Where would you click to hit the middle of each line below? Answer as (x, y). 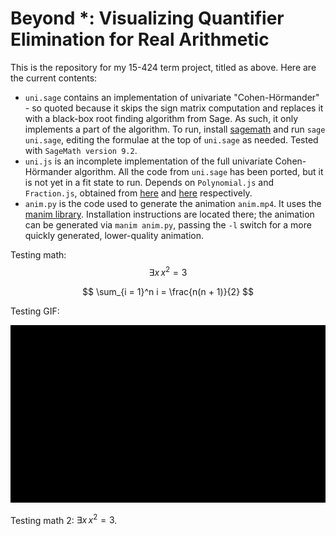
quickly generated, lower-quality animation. (114, 235)
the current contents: (54, 78)
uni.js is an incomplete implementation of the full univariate (148, 161)
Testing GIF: (35, 311)
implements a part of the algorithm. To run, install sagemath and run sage (175, 129)
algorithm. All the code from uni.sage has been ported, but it (199, 171)
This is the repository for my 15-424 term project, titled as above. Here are (163, 67)
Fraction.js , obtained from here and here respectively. (138, 193)
